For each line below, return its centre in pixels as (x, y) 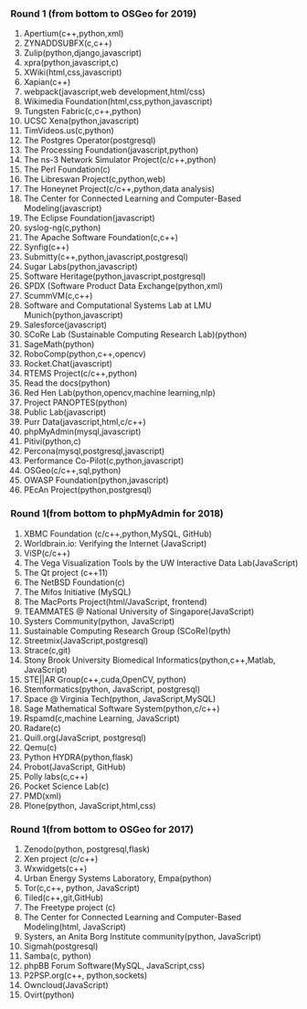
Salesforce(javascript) (65, 325)
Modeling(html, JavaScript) (75, 927)
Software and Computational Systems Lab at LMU (117, 305)
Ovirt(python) (49, 994)
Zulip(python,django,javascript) (83, 53)
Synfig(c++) (46, 247)
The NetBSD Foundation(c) (74, 582)
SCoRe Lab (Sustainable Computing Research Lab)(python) (135, 335)
